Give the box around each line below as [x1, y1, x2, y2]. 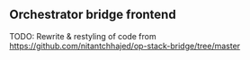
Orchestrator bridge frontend [9, 7, 177, 22]
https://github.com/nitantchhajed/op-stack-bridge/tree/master [9, 40, 241, 51]
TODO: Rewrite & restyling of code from [9, 30, 156, 41]
